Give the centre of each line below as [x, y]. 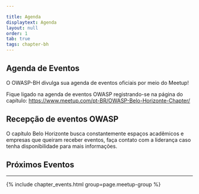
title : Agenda [24, 17]
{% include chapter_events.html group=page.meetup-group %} [84, 185]
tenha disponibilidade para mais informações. [62, 146]
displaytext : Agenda [32, 22]
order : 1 [17, 33]
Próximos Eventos [40, 165]
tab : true [18, 39]
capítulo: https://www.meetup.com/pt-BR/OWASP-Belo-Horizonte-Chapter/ [98, 100]
